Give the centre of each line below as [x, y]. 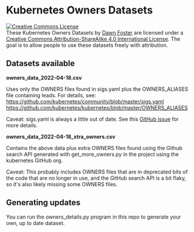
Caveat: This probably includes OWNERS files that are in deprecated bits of [97, 172]
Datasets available [40, 64]
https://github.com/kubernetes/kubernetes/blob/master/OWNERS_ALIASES [97, 108]
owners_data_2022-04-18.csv [44, 77]
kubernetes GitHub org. [35, 160]
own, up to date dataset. [35, 223]
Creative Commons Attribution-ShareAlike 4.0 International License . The [93, 39]
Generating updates [43, 203]
